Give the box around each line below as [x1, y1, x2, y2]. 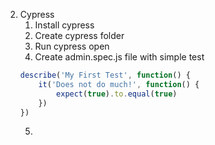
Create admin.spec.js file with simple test [34, 51, 205, 63]
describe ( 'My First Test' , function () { [19, 70, 191, 80]
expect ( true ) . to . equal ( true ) [56, 89, 178, 99]
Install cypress [34, 19, 95, 31]
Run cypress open [34, 40, 110, 52]
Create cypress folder [34, 30, 125, 41]
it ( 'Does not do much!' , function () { [38, 79, 200, 89]
